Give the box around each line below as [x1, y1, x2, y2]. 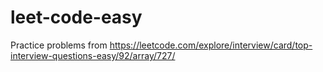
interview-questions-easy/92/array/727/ [10, 49, 176, 61]
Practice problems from [10, 39, 108, 51]
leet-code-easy [10, 6, 143, 29]
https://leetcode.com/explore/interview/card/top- [109, 39, 313, 51]
